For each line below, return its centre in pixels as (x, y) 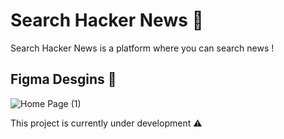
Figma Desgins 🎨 (63, 79)
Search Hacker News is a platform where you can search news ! (142, 48)
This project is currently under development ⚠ (106, 123)
